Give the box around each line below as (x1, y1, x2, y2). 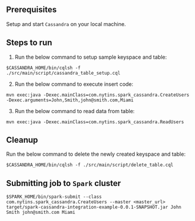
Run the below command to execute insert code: (14, 80, 133, 88)
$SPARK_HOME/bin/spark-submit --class (6, 194, 102, 200)
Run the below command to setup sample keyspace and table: (14, 53, 167, 60)
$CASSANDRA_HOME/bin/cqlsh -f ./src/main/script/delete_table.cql (6, 162, 174, 168)
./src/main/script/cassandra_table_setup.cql (6, 70, 120, 76)
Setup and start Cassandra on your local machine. (6, 20, 126, 27)
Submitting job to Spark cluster (6, 178, 122, 188)
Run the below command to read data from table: (14, 107, 135, 114)
